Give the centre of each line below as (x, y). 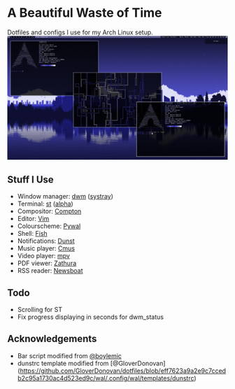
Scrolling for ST (40, 310)
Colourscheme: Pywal (49, 226)
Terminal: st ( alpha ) (45, 204)
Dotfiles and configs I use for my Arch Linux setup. (80, 32)
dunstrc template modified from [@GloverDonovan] (91, 363)
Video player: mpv (43, 256)
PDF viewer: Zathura (47, 263)
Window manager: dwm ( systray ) (65, 197)
